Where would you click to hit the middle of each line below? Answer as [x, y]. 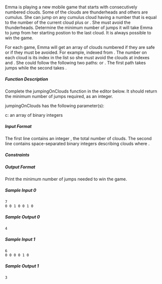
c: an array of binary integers [34, 115]
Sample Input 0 [21, 190]
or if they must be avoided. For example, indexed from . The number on [76, 52]
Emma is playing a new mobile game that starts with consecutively [71, 7]
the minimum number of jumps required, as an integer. [59, 96]
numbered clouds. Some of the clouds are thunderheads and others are [77, 12]
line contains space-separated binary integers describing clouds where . [77, 143]
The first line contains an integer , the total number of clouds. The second [78, 138]
